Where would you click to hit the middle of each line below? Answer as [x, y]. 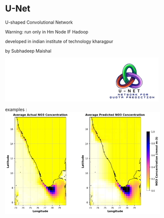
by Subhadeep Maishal [28, 51]
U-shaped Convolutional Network [39, 22]
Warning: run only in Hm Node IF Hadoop [47, 32]
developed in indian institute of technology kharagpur [59, 41]
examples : [16, 109]
